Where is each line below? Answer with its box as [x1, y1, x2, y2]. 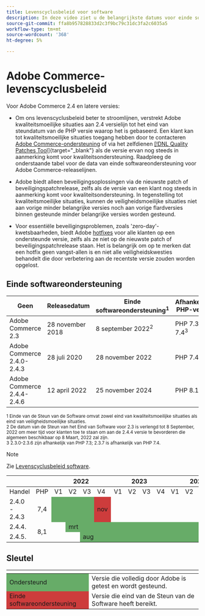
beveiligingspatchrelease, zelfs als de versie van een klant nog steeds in [15, 184, 197, 191]
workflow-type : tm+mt [6, 26, 62, 32]
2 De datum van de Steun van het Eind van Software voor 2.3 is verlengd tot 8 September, [6, 424, 195, 430]
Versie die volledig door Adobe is [91, 574, 187, 582]
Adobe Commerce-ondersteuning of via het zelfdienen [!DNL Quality [15, 140, 188, 147]
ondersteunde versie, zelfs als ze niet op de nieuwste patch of [15, 235, 172, 242]
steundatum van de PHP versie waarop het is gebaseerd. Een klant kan [15, 127, 194, 135]
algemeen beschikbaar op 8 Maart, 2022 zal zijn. [6, 435, 109, 441]
